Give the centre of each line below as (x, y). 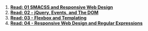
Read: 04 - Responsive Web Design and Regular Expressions (76, 23)
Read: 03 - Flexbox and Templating (48, 18)
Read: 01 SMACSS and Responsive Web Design (61, 7)
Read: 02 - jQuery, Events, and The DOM (54, 12)
